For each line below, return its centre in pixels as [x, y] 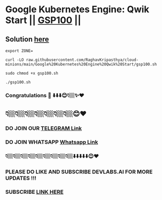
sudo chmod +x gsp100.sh [32, 73]
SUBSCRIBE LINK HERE [35, 192]
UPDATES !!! [21, 178]
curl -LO [15, 60]
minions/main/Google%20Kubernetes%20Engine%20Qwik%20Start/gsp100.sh [81, 64]
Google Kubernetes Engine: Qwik [77, 9]
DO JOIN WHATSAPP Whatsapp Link [52, 142]
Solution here [27, 39]
